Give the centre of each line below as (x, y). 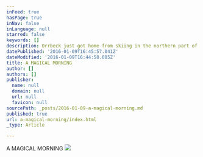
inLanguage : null (28, 29)
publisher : (20, 80)
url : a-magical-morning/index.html (52, 119)
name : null (26, 86)
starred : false (26, 35)
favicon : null (30, 102)
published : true (27, 114)
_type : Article (26, 125)
